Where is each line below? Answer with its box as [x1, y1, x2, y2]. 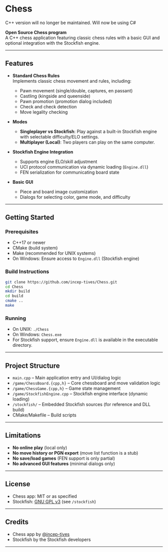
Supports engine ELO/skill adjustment [19, 159, 97, 165]
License [5, 480, 30, 488]
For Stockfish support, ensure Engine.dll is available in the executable [12, 337, 158, 343]
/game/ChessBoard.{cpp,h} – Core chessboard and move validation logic [12, 380, 160, 386]
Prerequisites [5, 228, 38, 235]
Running [5, 315, 26, 322]
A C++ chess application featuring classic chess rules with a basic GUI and [5, 35, 160, 41]
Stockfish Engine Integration [12, 149, 73, 155]
